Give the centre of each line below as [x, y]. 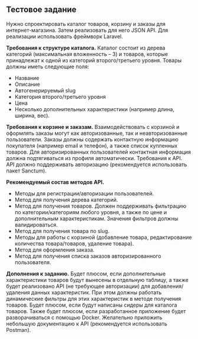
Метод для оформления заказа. [55, 250]
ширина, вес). [32, 115]
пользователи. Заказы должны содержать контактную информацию [92, 139]
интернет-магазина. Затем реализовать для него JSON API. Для [87, 30]
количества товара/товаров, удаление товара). [74, 243]
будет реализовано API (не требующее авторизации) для [78, 286]
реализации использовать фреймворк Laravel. [65, 36]
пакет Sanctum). [27, 171]
